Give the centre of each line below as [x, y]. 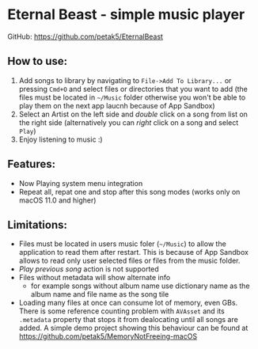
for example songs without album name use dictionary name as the [140, 286]
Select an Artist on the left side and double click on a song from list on [133, 114]
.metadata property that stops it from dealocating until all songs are [128, 320]
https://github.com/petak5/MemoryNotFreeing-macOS [108, 336]
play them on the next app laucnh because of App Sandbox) [117, 105]
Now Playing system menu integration [81, 183]
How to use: [38, 61]
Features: [32, 164]
